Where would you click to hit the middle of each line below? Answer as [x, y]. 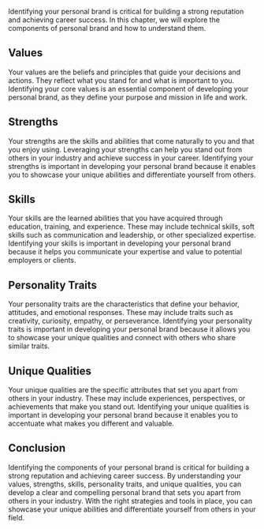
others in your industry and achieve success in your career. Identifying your [131, 158]
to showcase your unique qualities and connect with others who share [122, 338]
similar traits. [29, 346]
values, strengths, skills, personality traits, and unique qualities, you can [125, 484]
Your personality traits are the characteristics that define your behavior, [124, 304]
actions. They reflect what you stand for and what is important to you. [121, 80]
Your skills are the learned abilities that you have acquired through [115, 218]
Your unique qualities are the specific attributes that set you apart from [123, 390]
